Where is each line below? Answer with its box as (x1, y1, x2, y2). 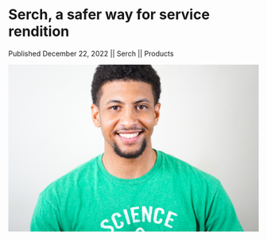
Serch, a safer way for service (8, 6, 211, 24)
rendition (8, 22, 70, 41)
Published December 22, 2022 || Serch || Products (8, 48, 174, 58)
